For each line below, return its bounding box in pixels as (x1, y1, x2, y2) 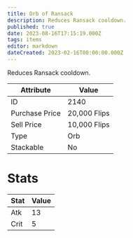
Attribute (20, 85, 51, 94)
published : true (7, 23, 55, 30)
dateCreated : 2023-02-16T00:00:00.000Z (7, 50, 124, 57)
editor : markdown (7, 43, 58, 50)
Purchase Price (10, 108, 61, 118)
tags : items (7, 36, 42, 43)
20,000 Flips (67, 108, 110, 118)
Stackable (10, 142, 44, 152)
